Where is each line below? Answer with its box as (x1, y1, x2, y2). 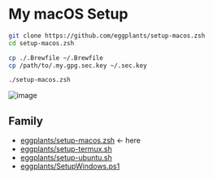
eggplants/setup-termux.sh (20, 144, 112, 154)
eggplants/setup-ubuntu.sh (20, 153, 112, 163)
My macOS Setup (8, 5, 128, 23)
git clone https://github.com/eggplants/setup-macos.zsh (8, 32, 206, 40)
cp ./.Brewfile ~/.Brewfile (8, 53, 104, 62)
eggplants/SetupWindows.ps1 (20, 161, 120, 171)
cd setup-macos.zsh (8, 39, 75, 47)
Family (8, 114, 43, 128)
